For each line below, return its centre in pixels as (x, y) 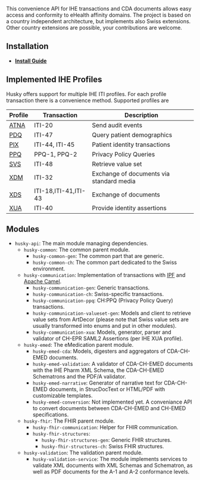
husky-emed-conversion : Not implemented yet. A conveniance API (112, 402)
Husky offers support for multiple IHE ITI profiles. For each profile (86, 94)
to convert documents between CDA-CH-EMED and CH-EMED (109, 408)
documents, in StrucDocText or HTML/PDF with (107, 389)
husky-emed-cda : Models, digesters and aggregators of (99, 351)
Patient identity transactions (131, 144)
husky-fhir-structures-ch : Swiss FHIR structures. (103, 447)
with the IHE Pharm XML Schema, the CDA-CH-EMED (98, 370)
